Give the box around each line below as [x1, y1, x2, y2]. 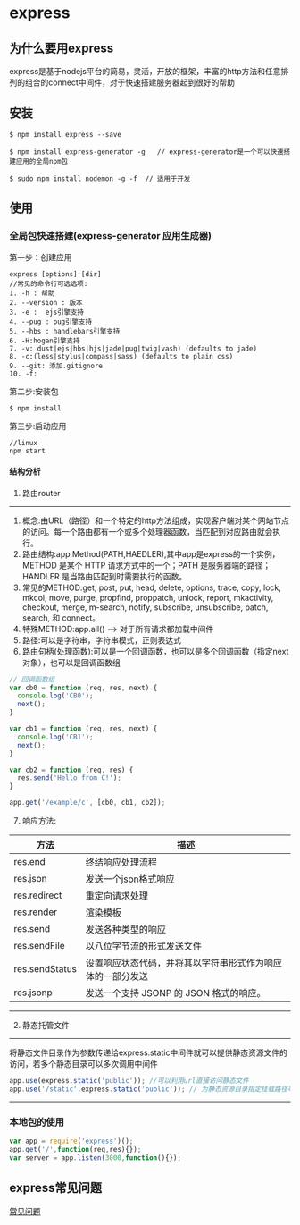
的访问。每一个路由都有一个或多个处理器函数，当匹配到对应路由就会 [21, 526, 273, 536]
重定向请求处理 [85, 890, 149, 902]
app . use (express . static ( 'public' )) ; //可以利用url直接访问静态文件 [9, 1077, 250, 1086]
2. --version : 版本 [9, 298, 83, 307]
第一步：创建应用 [9, 251, 72, 262]
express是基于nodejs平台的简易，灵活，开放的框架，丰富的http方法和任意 [9, 66, 281, 76]
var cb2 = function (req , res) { [9, 765, 134, 774]
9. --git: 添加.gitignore [9, 361, 103, 370]
